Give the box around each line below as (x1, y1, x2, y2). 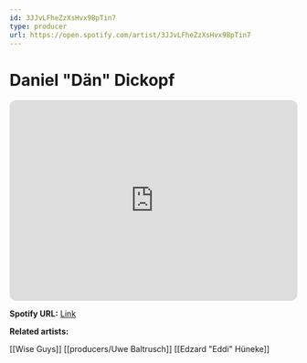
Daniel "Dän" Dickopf (9, 69, 175, 90)
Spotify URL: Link (9, 308, 77, 319)
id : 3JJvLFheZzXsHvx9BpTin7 (9, 13, 117, 23)
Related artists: (9, 326, 69, 337)
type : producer (9, 22, 68, 31)
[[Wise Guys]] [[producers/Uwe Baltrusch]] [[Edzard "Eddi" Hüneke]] (9, 344, 270, 355)
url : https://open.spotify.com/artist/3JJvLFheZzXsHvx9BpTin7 (9, 30, 251, 39)
